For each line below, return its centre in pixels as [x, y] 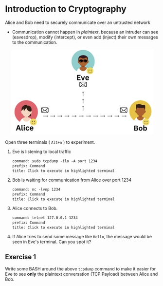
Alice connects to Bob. [35, 208]
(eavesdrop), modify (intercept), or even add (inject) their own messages [85, 37]
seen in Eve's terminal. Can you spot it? [52, 242]
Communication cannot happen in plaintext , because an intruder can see [85, 32]
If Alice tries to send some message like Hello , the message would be [82, 236]
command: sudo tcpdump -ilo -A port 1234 [54, 161]
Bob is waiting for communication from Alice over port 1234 [72, 180]
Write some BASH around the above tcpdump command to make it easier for [81, 268]
